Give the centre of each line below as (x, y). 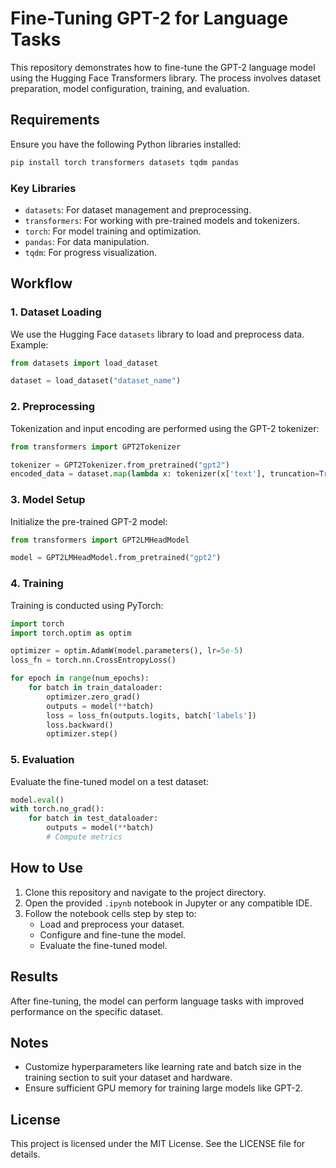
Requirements (55, 120)
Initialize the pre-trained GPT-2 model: (89, 521)
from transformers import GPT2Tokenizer (96, 447)
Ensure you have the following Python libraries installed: (126, 144)
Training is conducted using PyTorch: (87, 605)
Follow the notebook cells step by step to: (110, 913)
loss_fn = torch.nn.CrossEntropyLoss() (93, 660)
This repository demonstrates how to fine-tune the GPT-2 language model (163, 67)
